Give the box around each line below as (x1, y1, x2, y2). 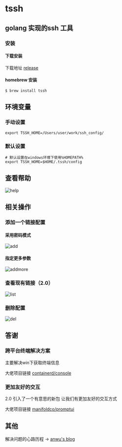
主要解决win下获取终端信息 (5, 359, 60, 365)
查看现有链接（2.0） (5, 279, 54, 286)
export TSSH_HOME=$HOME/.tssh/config (5, 159, 82, 164)
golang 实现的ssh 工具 (5, 24, 73, 32)
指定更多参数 (5, 255, 31, 261)
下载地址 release (5, 65, 39, 70)
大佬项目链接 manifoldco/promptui (5, 406, 74, 412)
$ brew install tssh (5, 88, 48, 93)
